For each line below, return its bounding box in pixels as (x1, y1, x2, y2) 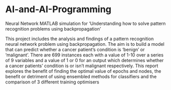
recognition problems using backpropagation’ (5, 25, 101, 32)
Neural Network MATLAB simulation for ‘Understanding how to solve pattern (5, 20, 166, 26)
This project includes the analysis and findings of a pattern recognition (5, 36, 154, 42)
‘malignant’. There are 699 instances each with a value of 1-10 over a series (5, 52, 164, 58)
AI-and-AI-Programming (5, 4, 112, 15)
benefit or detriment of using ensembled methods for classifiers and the (5, 73, 157, 79)
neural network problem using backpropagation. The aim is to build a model (5, 41, 165, 47)
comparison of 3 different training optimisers (5, 79, 100, 85)
